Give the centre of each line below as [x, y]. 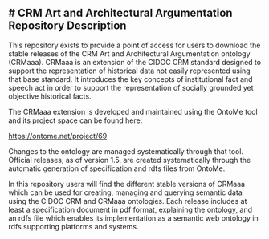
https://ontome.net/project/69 [58, 136]
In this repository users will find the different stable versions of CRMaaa [127, 184]
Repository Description [67, 26]
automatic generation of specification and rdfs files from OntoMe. [117, 168]
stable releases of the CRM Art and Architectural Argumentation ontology [129, 53]
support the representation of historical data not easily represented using [129, 71]
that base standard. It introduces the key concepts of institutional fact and [130, 79]
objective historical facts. [50, 96]
